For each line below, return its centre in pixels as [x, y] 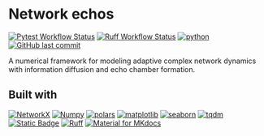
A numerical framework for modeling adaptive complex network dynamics [132, 61]
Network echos [61, 14]
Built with [33, 95]
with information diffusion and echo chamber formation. [102, 69]
